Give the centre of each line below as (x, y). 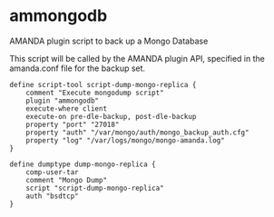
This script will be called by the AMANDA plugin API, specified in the (137, 58)
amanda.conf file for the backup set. (78, 68)
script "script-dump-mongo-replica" (95, 188)
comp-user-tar (52, 172)
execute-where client (66, 108)
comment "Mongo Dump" (66, 180)
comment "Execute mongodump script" (95, 93)
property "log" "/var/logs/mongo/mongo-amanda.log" (125, 140)
